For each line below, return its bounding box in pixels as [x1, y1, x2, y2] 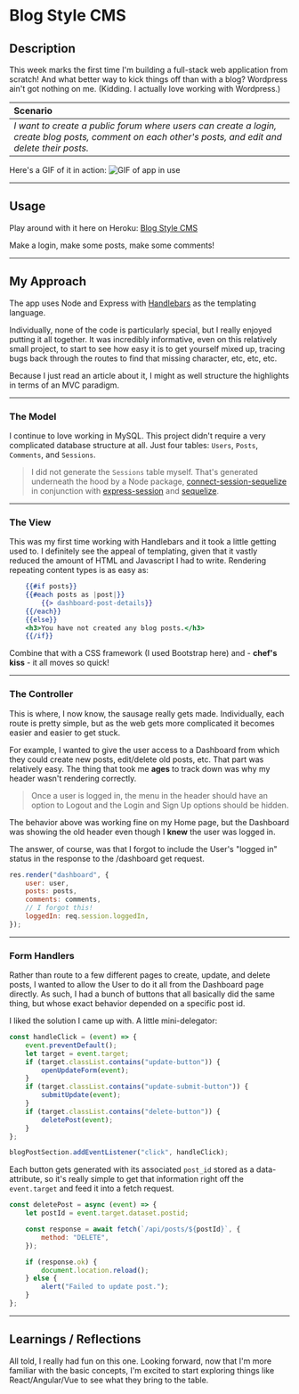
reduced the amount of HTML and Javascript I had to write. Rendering [9, 555, 267, 566]
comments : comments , [25, 895, 101, 905]
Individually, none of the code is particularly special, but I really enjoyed [9, 324, 272, 335]
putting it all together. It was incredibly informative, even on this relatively [9, 333, 278, 344]
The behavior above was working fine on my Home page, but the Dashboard [9, 816, 290, 827]
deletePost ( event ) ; [41, 1115, 114, 1124]
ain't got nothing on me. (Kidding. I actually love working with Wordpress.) [9, 84, 281, 94]
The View [9, 516, 52, 529]
